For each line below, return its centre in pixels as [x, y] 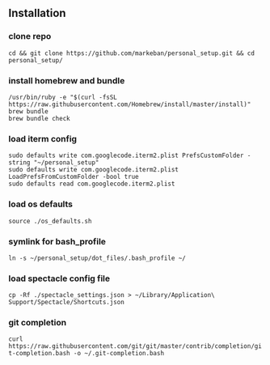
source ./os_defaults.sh [50, 221]
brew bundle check [39, 118]
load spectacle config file [59, 278]
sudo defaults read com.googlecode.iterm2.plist [92, 184]
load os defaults [41, 204]
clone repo [30, 36]
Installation [37, 13]
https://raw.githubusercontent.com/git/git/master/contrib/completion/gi [135, 346]
